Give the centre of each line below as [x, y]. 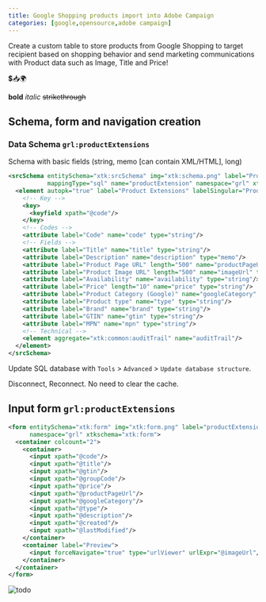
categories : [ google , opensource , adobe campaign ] [90, 23]
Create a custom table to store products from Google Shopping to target [126, 45]
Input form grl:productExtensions [92, 409]
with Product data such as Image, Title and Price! [88, 62]
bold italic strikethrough [47, 97]
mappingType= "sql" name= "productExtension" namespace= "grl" [148, 183]
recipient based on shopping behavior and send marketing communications [131, 54]
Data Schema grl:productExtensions [79, 144]
